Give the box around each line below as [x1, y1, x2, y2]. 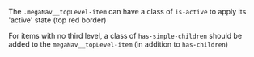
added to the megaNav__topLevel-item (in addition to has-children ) [8, 39, 229, 49]
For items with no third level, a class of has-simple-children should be [8, 31, 243, 40]
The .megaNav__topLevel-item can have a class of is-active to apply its [8, 7, 247, 16]
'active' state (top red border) [8, 15, 107, 25]
